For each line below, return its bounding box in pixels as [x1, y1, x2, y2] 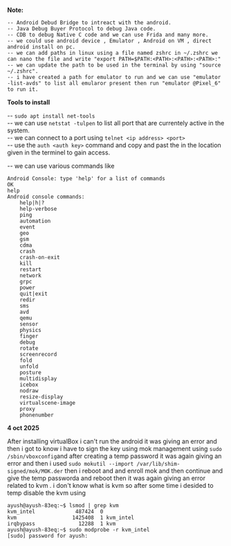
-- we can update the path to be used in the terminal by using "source [7, 62, 221, 69]
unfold [19, 363, 39, 370]
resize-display [19, 394, 64, 400]
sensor [19, 321, 39, 328]
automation [19, 218, 51, 224]
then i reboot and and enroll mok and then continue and [64, 467, 223, 475]
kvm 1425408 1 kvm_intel [7, 514, 135, 521]
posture [19, 369, 41, 376]
